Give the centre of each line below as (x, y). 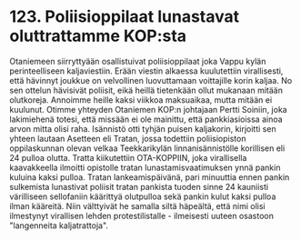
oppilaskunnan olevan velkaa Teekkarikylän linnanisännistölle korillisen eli (147, 148)
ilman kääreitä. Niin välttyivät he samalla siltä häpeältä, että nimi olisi (137, 205)
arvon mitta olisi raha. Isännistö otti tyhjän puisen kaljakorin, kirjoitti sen (143, 128)
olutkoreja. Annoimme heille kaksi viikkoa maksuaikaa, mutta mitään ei (141, 100)
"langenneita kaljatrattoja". (59, 225)
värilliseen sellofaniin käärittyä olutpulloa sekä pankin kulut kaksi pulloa (143, 196)
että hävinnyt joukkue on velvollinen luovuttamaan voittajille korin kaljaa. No (151, 80)
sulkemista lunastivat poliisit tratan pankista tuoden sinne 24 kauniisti (139, 186)
